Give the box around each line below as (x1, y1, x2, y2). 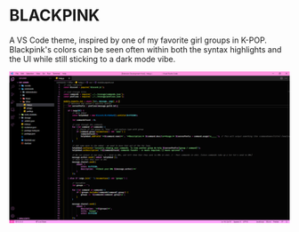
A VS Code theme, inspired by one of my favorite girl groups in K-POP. (9, 35, 267, 45)
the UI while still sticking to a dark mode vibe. (9, 53, 176, 64)
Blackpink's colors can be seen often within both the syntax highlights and (9, 44, 282, 54)
